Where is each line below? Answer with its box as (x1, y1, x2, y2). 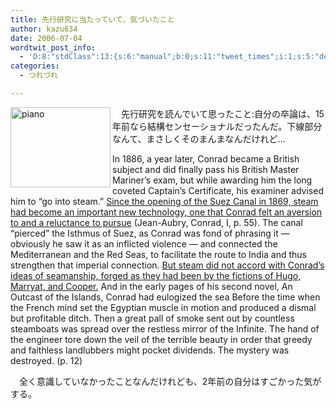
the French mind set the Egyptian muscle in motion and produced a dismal (10, 301, 317, 313)
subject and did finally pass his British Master (112, 163, 300, 175)
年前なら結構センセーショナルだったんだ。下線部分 (112, 120, 323, 132)
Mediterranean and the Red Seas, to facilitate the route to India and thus (10, 248, 307, 260)
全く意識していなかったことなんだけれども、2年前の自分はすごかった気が (18, 375, 322, 387)
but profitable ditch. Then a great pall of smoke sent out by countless (10, 312, 295, 324)
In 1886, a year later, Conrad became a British (112, 152, 300, 165)
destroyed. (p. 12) (10, 354, 83, 366)
